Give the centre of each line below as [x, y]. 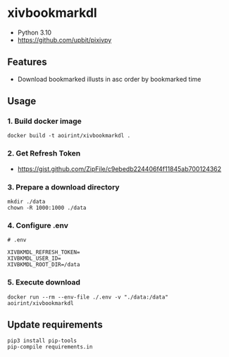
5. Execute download [44, 282]
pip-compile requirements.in [50, 347]
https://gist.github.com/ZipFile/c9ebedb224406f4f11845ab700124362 [119, 169]
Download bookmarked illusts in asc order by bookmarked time [109, 79]
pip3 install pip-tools [42, 341]
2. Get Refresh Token [44, 154]
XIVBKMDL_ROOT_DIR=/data [44, 265]
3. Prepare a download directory [63, 187]
